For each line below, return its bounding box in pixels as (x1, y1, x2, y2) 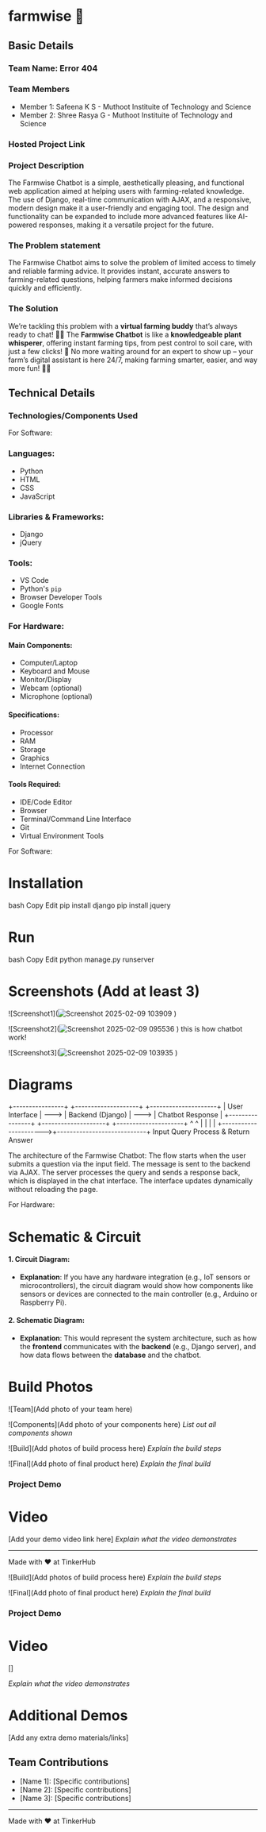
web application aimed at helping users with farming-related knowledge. (8, 187, 245, 196)
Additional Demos (8, 1707, 128, 1724)
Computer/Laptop (19, 658, 78, 668)
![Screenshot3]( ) (8, 1047, 178, 1057)
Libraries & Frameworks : (8, 511, 104, 523)
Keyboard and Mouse (19, 666, 90, 676)
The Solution (8, 303, 59, 314)
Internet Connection (19, 762, 85, 771)
